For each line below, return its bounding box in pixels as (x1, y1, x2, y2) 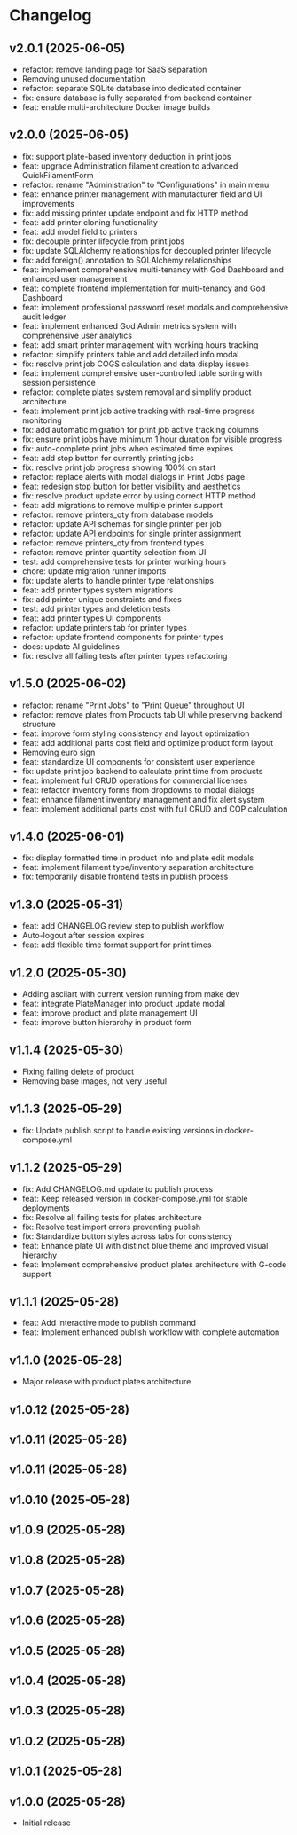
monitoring (21, 414, 62, 426)
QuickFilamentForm (21, 169, 94, 180)
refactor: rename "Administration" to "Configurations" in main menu (21, 179, 270, 190)
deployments (21, 1203, 71, 1213)
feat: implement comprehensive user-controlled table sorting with (21, 367, 262, 378)
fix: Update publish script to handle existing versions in (21, 1125, 223, 1135)
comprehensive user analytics (21, 330, 133, 341)
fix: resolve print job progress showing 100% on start (21, 462, 216, 473)
